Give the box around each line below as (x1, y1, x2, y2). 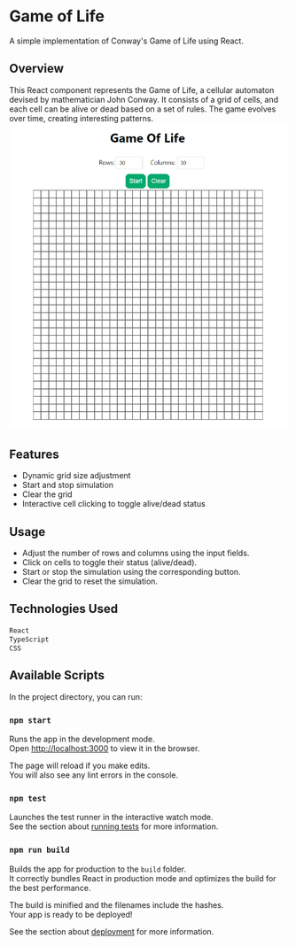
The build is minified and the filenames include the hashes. (9, 899, 224, 910)
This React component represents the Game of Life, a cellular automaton (9, 84, 275, 95)
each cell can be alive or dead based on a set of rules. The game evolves (9, 104, 277, 114)
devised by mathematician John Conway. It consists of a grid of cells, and (9, 94, 279, 105)
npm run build (9, 845, 70, 856)
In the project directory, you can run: (9, 691, 143, 702)
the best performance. (9, 882, 91, 893)
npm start (9, 715, 51, 725)
